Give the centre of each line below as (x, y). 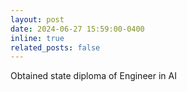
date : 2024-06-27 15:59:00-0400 (77, 29)
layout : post (37, 19)
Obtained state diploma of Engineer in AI (93, 76)
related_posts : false (55, 47)
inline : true (37, 38)
